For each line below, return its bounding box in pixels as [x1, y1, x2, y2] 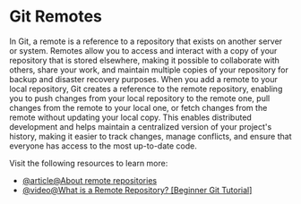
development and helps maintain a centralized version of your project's [9, 121, 272, 132]
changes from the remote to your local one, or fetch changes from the [9, 102, 268, 113]
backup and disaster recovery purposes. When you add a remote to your [9, 73, 278, 84]
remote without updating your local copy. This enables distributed [9, 112, 253, 123]
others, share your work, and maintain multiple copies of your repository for [9, 64, 288, 75]
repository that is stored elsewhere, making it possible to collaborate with [9, 55, 280, 65]
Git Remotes [9, 6, 103, 27]
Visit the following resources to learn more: [9, 157, 168, 168]
